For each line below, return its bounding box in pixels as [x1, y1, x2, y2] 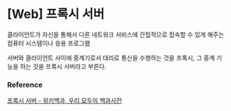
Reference [7, 80, 43, 90]
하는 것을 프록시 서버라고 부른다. [19, 62, 107, 70]
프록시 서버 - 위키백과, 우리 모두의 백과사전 [7, 97, 122, 105]
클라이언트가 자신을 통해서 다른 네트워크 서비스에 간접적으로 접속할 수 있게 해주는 [7, 30, 225, 39]
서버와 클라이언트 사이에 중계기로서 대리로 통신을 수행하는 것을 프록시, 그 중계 [7, 53, 215, 62]
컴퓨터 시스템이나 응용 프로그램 [7, 39, 91, 47]
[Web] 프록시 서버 [7, 6, 105, 22]
